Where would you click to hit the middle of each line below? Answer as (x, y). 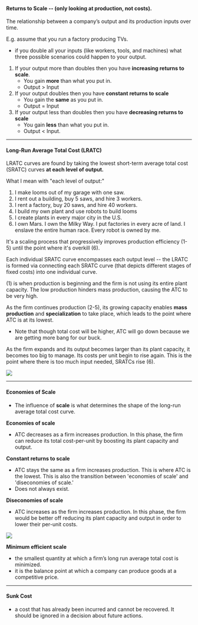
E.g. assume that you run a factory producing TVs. (67, 39)
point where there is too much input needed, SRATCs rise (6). (80, 362)
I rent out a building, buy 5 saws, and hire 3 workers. (78, 199)
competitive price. (37, 577)
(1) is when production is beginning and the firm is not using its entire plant (97, 283)
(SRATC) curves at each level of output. (55, 170)
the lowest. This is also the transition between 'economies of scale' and (101, 476)
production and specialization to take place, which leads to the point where (99, 314)
